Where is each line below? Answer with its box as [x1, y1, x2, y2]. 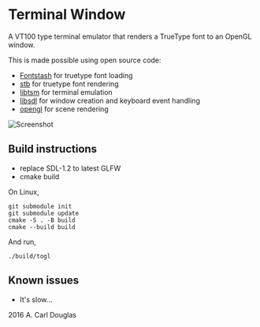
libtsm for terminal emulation [19, 87, 113, 96]
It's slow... [19, 295, 53, 304]
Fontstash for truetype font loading [19, 70, 133, 80]
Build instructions [8, 142, 97, 156]
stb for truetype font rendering [19, 79, 120, 88]
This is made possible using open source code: [8, 55, 162, 65]
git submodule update [8, 209, 80, 217]
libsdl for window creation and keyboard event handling [19, 96, 201, 105]
